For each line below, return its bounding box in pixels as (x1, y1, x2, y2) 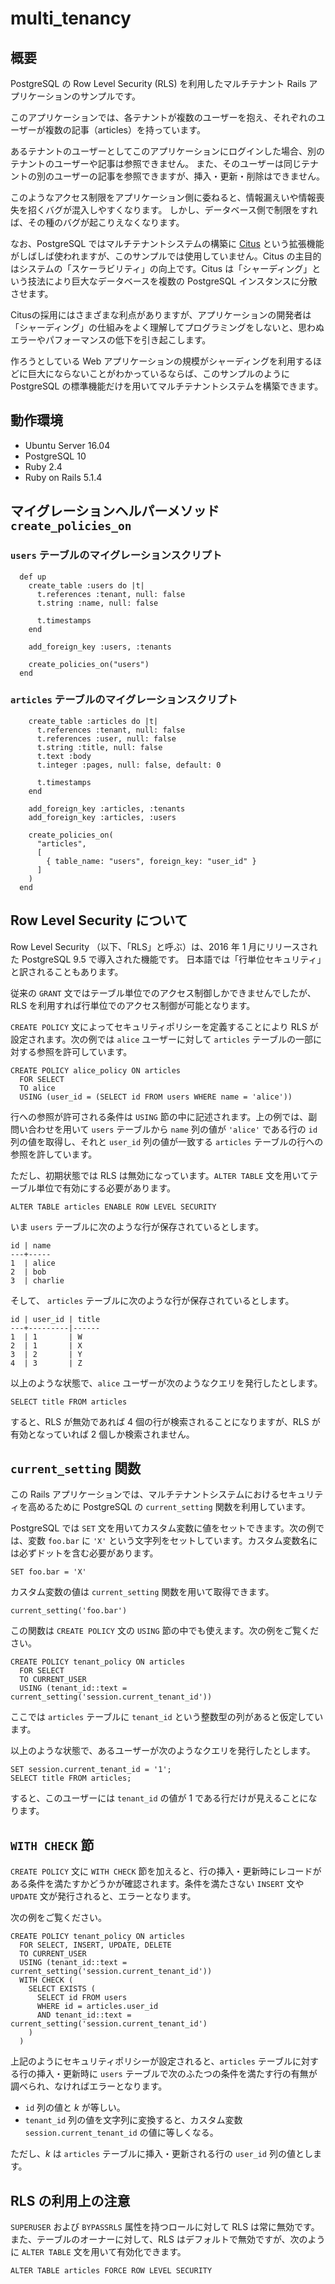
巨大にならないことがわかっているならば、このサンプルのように (27, 368, 290, 379)
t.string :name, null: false (36, 598, 159, 608)
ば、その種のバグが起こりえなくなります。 (10, 217, 185, 228)
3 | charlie (10, 1275, 65, 1286)
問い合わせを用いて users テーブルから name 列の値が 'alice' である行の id (10, 1123, 318, 1135)
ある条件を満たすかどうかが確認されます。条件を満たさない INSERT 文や (10, 1878, 305, 1890)
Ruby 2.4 (24, 460, 63, 472)
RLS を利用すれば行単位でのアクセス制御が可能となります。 (10, 999, 256, 1011)
